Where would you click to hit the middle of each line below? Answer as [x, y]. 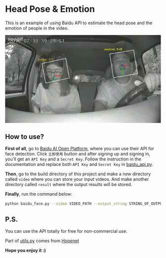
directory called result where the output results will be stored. [69, 185]
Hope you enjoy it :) [25, 251]
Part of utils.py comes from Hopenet [42, 241]
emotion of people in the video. [37, 28]
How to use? [25, 136]
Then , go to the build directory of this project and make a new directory [78, 174]
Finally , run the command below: [39, 194]
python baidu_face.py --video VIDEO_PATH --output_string [66, 204]
